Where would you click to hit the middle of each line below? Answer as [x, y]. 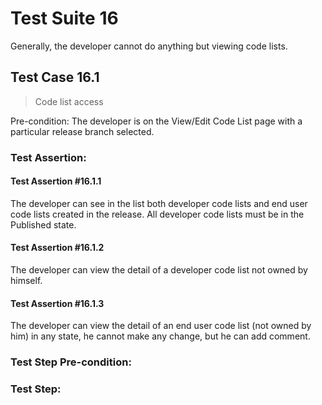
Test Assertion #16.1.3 [57, 303]
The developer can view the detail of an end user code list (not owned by [161, 326]
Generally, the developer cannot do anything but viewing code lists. [149, 46]
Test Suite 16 [64, 18]
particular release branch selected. [82, 131]
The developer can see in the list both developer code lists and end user [159, 203]
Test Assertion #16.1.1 [56, 181]
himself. [26, 281]
